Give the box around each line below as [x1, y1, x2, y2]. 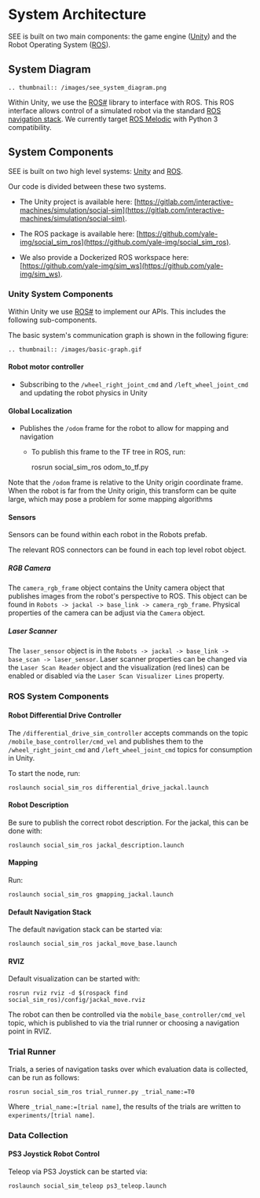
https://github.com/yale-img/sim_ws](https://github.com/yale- [22, 261, 224, 270]
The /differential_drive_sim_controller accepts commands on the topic [8, 728, 249, 737]
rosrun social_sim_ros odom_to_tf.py [31, 462, 149, 472]
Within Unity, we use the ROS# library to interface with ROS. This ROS [8, 97, 234, 107]
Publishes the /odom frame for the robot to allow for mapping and [19, 424, 229, 433]
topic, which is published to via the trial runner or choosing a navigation [8, 1018, 240, 1028]
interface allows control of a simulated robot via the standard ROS [8, 106, 222, 115]
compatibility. [8, 122, 53, 132]
